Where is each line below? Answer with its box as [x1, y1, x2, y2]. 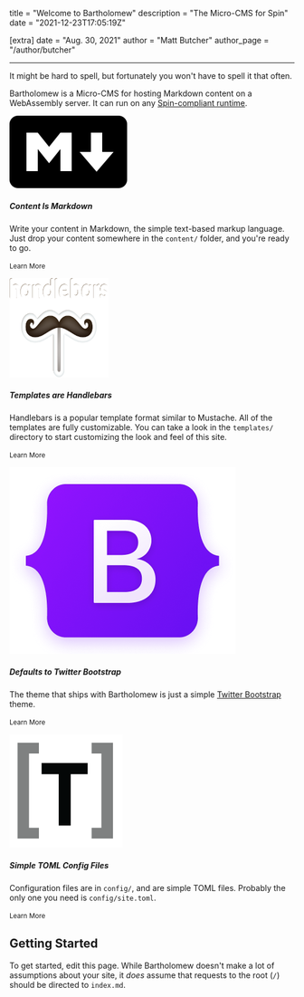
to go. [9, 242, 32, 253]
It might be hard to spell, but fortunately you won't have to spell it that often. [9, 71, 292, 81]
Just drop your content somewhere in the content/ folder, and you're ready [9, 233, 290, 244]
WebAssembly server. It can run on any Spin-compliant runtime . [9, 98, 248, 108]
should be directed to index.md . [9, 979, 127, 990]
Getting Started [9, 936, 99, 952]
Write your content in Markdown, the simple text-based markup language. [9, 223, 285, 234]
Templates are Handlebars [9, 389, 113, 400]
